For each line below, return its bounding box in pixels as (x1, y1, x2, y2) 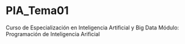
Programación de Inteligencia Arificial (5, 30, 100, 37)
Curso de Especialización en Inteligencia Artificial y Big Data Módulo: (5, 24, 180, 31)
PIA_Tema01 (5, 4, 69, 18)
